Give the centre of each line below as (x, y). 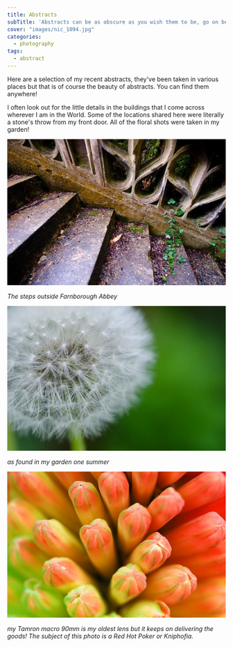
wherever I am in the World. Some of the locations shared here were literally (115, 114)
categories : (24, 37)
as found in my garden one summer (58, 462)
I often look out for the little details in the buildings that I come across (106, 107)
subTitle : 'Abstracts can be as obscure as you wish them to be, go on (113, 22)
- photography (34, 44)
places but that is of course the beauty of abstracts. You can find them (108, 86)
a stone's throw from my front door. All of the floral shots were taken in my (113, 122)
